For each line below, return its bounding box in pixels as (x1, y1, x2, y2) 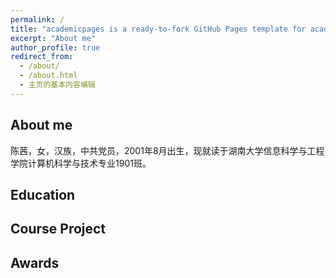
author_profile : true (10, 42, 101, 53)
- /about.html (19, 71, 78, 81)
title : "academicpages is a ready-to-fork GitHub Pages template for (10, 24, 307, 34)
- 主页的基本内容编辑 (19, 80, 96, 90)
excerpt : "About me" (10, 33, 97, 43)
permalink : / (10, 14, 65, 25)
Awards (10, 254, 60, 271)
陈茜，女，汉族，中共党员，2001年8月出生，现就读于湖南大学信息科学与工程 (10, 144, 325, 156)
